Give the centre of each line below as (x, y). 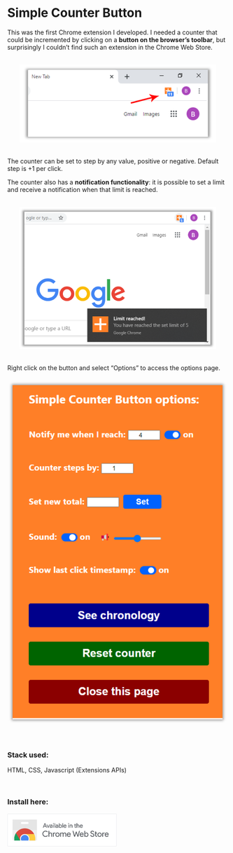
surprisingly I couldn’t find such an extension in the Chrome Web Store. (110, 47)
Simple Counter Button (75, 13)
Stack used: (28, 755)
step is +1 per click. (35, 168)
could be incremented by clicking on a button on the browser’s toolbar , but (116, 39)
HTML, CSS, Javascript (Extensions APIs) (67, 770)
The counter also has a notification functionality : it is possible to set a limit (116, 182)
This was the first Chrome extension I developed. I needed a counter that (113, 32)
